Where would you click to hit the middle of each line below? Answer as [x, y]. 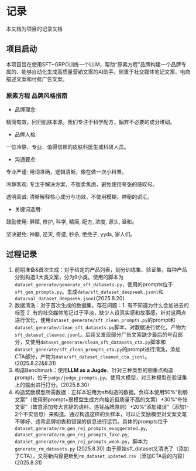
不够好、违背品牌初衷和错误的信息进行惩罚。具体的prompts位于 [91, 421]
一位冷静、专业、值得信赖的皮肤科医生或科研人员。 [68, 147]
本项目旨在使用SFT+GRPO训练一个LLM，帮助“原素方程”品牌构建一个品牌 [94, 64]
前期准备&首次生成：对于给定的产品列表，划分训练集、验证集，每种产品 [101, 269]
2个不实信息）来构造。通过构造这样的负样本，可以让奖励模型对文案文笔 [101, 414]
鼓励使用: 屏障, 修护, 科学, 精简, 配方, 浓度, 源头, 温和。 [72, 222]
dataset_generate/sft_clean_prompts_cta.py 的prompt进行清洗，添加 [97, 349]
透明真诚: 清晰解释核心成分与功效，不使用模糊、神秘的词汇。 [79, 197]
